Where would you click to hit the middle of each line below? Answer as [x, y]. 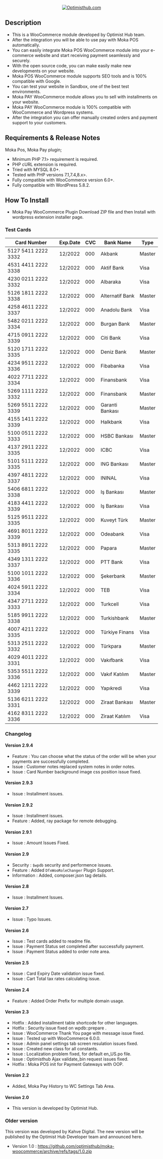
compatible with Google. [37, 81]
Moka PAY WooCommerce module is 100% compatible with [71, 107]
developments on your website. [43, 71]
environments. [26, 91]
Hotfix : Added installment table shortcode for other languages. [75, 1023]
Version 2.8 [17, 887]
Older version [21, 1121]
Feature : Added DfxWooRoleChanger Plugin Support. [63, 870]
